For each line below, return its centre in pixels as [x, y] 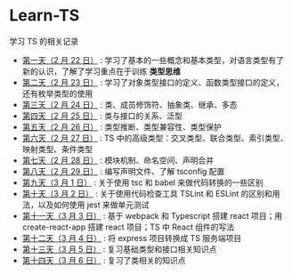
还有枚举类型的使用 [57, 93]
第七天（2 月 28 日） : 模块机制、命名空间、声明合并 [118, 160]
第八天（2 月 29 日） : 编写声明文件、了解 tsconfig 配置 [123, 171]
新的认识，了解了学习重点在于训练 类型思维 [101, 71]
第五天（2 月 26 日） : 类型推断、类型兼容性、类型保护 [122, 126]
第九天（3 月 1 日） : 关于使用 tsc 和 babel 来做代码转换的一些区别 [143, 182]
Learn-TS [45, 16]
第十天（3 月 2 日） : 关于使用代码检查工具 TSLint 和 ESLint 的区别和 [147, 193]
